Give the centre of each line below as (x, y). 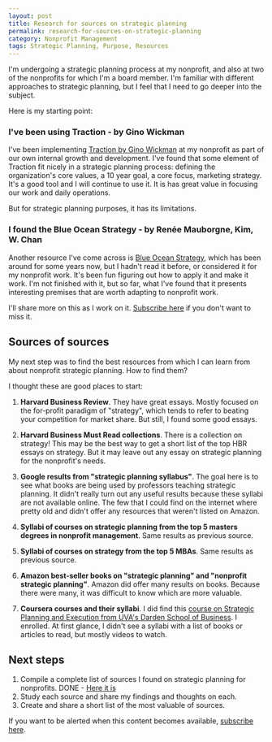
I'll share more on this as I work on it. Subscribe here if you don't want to (130, 308)
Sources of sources (59, 342)
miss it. (20, 316)
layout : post (30, 16)
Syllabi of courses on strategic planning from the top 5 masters (129, 527)
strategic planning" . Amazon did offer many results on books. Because (140, 584)
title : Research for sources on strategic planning (97, 24)
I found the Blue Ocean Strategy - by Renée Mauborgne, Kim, (131, 230)
